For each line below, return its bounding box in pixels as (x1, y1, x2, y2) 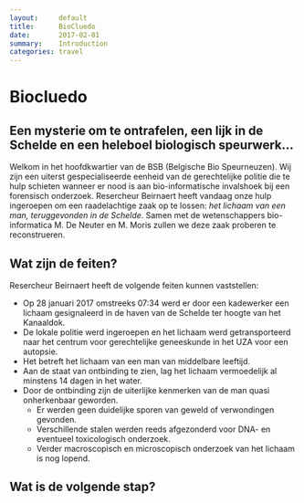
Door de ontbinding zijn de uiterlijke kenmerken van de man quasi (22, 384, 270, 395)
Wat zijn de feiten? (9, 256, 118, 271)
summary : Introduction (9, 38, 108, 48)
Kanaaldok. (22, 317, 66, 328)
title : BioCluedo (9, 22, 96, 31)
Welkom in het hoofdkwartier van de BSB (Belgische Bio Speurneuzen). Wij (9, 162, 292, 173)
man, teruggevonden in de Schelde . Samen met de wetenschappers (9, 210, 266, 221)
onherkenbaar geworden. (22, 394, 119, 405)
